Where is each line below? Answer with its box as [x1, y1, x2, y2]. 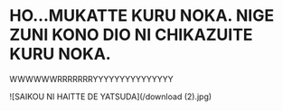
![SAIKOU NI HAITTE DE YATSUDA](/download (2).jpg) [9, 91, 212, 102]
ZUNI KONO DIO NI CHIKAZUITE [9, 24, 253, 45]
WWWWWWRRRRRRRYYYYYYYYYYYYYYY [9, 73, 174, 84]
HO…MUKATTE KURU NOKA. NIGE [9, 5, 274, 26]
